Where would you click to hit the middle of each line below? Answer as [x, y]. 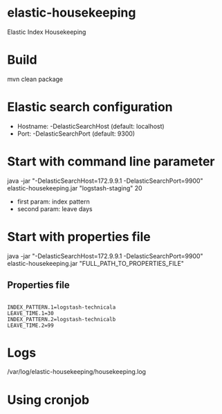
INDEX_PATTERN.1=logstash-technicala [62, 307]
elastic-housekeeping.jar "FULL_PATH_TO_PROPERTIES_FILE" [96, 263]
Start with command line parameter [111, 161]
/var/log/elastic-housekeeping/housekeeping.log [77, 372]
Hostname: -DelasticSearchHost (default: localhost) [91, 126]
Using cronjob [48, 400]
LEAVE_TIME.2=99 [30, 325]
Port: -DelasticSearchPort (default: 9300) [76, 134]
